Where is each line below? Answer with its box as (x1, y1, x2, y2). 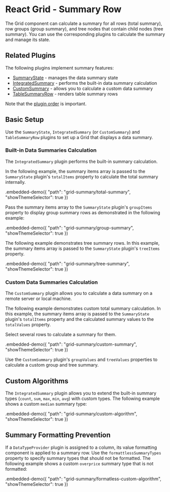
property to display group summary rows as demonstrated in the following (5, 209, 160, 215)
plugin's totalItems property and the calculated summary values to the (5, 316, 154, 322)
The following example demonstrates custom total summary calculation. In (5, 306, 161, 312)
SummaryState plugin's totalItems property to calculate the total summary (5, 174, 158, 180)
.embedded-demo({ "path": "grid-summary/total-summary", (5, 189, 131, 195)
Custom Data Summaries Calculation (5, 278, 98, 285)
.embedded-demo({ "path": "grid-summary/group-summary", (5, 224, 134, 231)
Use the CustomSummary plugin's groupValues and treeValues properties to (5, 356, 158, 363)
